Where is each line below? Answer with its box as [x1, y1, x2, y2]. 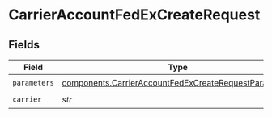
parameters [12, 78, 54, 87]
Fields [8, 38, 40, 52]
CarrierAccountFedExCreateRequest [8, 6, 261, 24]
